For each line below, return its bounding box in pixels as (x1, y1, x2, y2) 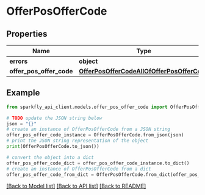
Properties (6, 29, 48, 39)
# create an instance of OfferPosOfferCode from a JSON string (6, 127, 171, 133)
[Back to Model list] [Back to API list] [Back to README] (6, 182, 146, 190)
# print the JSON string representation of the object (6, 138, 149, 144)
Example (6, 87, 40, 98)
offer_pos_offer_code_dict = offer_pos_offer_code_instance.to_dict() (6, 160, 190, 166)
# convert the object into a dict (6, 154, 95, 160)
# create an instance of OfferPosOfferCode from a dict (6, 166, 151, 172)
